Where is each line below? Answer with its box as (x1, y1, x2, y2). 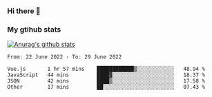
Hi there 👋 (7, 6, 41, 16)
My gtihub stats (7, 24, 61, 34)
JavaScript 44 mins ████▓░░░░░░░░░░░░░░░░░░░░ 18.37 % (7, 72, 206, 78)
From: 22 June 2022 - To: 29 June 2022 (7, 54, 122, 61)
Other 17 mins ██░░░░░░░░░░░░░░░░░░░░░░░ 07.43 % (7, 84, 206, 91)
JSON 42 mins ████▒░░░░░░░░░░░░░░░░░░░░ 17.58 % (7, 78, 206, 85)
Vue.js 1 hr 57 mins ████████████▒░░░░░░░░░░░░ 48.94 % (7, 65, 206, 73)
